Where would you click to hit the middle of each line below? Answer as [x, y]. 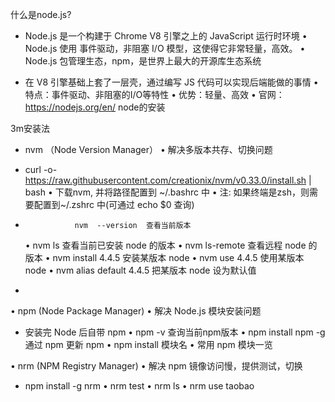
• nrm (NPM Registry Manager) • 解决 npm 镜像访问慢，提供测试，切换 [156, 366]
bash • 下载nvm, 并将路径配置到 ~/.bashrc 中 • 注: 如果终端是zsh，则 [167, 192]
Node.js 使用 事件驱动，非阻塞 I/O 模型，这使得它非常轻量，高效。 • [165, 48]
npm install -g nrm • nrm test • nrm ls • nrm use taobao [139, 386]
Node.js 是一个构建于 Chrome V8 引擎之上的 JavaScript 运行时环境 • [166, 36]
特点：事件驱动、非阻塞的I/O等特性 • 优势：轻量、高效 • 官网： [154, 94]
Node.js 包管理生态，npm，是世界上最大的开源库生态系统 [143, 61]
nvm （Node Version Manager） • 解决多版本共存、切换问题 [148, 149]
